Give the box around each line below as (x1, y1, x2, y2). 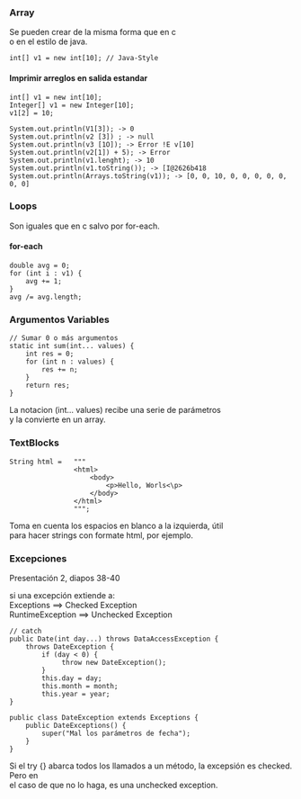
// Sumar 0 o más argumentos (9, 334, 119, 343)
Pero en (9, 769, 39, 780)
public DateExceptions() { (25, 721, 127, 730)
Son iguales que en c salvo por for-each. (9, 220, 160, 231)
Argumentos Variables (9, 313, 110, 326)
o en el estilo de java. (9, 36, 88, 47)
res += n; (41, 365, 78, 374)
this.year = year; (41, 689, 111, 698)
